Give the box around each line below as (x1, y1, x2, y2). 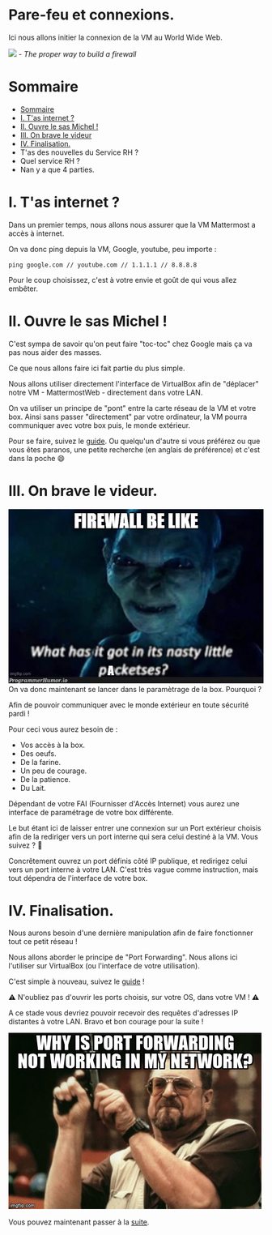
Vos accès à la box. (19, 740, 86, 750)
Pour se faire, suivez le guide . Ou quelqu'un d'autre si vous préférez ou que (8, 436, 261, 446)
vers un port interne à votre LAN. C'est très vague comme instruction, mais (8, 865, 259, 874)
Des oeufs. (19, 748, 57, 759)
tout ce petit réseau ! (8, 937, 78, 947)
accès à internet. (8, 229, 65, 238)
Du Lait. (19, 783, 46, 793)
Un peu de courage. (19, 766, 87, 776)
